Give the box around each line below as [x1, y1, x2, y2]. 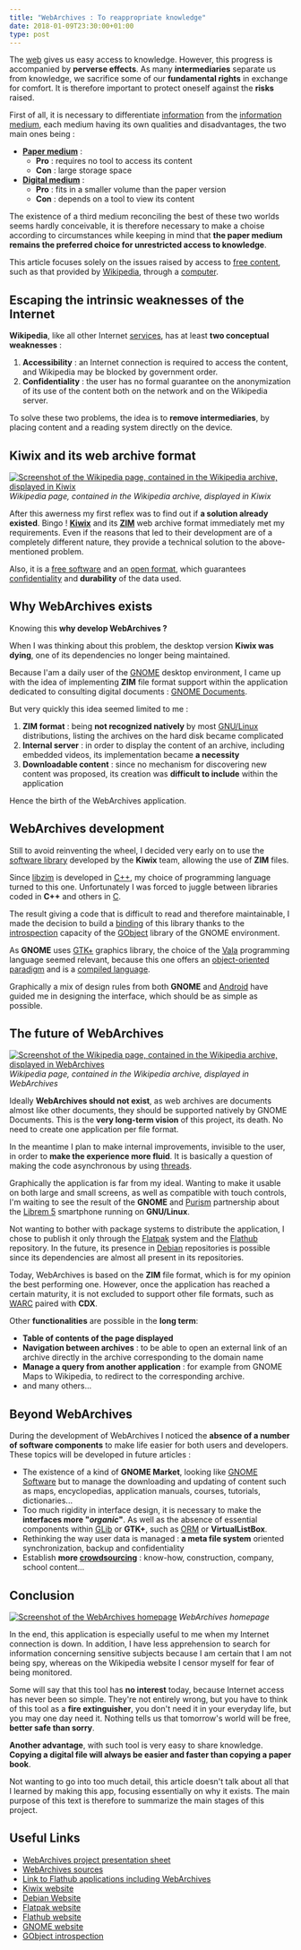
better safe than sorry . [9, 1722, 96, 1733]
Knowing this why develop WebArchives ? [9, 623, 168, 633]
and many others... [21, 1380, 92, 1391]
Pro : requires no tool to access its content [35, 156, 193, 167]
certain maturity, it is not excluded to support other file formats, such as [9, 1289, 274, 1300]
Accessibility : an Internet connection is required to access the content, [21, 357, 288, 368]
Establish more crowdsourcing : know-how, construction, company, [21, 1552, 275, 1563]
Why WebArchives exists [9, 599, 153, 614]
